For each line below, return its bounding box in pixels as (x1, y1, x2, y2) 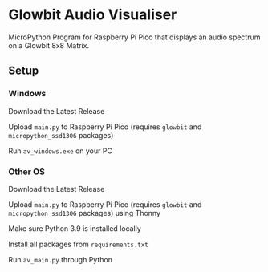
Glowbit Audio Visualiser (8, 6, 177, 24)
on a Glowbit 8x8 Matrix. (8, 40, 90, 50)
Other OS (8, 166, 46, 177)
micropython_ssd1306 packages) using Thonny (8, 208, 161, 217)
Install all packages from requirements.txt (8, 239, 148, 249)
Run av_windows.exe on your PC (8, 146, 112, 156)
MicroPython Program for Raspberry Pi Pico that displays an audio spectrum (8, 32, 261, 42)
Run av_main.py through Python (8, 254, 112, 264)
